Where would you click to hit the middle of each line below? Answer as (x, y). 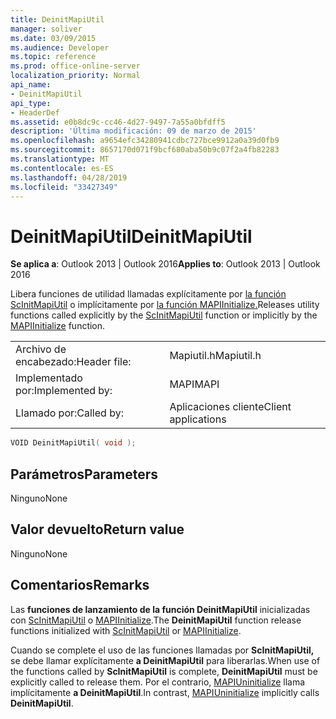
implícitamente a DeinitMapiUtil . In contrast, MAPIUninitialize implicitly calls (165, 692)
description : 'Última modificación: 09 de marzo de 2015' (133, 131)
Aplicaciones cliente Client (230, 407)
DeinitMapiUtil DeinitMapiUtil (131, 236)
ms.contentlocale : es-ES (62, 168)
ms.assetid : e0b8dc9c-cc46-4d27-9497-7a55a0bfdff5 (118, 122)
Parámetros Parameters (84, 474)
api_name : (31, 85)
